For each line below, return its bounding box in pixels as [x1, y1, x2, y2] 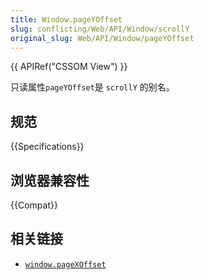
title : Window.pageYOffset [10, 14, 123, 25]
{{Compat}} [10, 199, 58, 211]
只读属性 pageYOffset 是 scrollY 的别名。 [10, 81, 175, 93]
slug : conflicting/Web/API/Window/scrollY [10, 24, 190, 34]
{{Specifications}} [10, 141, 85, 153]
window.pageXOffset [24, 259, 107, 270]
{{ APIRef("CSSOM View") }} [10, 61, 128, 73]
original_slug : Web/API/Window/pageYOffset [10, 33, 195, 43]
